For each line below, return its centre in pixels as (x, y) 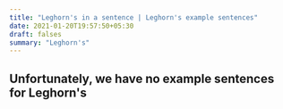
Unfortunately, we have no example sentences (142, 78)
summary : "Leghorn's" (50, 42)
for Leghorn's (48, 92)
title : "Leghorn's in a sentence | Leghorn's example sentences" (133, 17)
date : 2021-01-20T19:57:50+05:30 (72, 26)
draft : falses (36, 34)
